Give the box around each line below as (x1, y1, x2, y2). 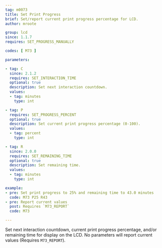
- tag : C (5, 66, 23, 71)
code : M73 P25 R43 (9, 195, 48, 200)
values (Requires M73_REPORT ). (5, 237, 66, 243)
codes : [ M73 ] (5, 48, 37, 53)
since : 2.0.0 (9, 149, 37, 154)
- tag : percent (9, 131, 41, 136)
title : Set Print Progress (5, 12, 61, 17)
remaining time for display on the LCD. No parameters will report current (5, 232, 153, 238)
